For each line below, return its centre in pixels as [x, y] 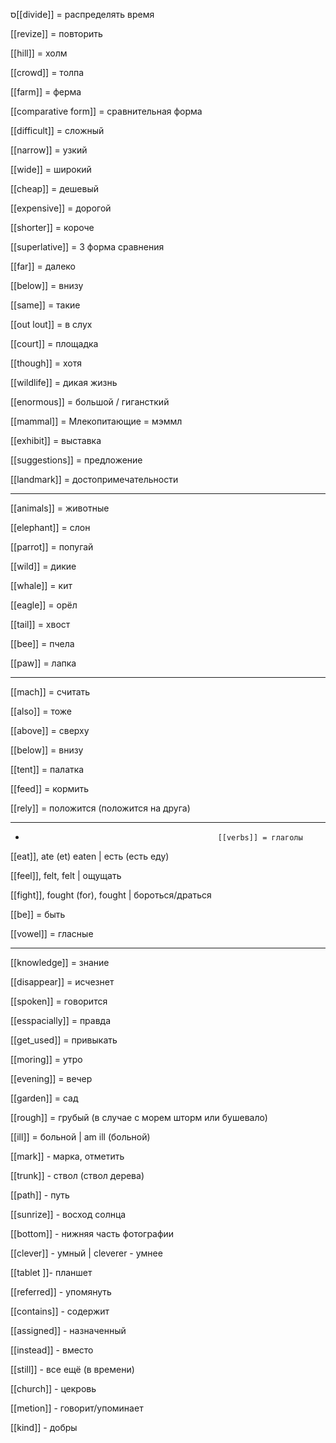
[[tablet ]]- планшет [51, 1272]
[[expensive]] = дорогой [61, 208]
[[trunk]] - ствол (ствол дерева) [77, 1175]
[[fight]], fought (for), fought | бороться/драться [111, 895]
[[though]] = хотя [46, 363]
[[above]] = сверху [50, 730]
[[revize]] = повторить [56, 33]
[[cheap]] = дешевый [54, 188]
